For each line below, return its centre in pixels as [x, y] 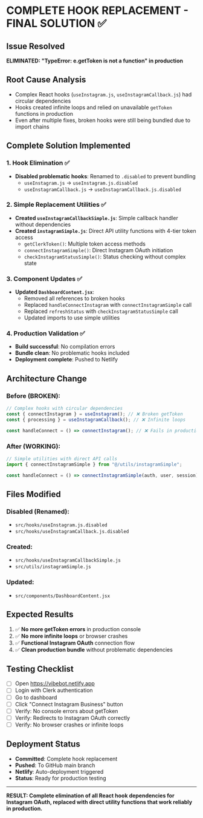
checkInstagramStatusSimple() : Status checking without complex [105, 256]
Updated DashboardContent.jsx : [55, 292]
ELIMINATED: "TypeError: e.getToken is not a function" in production [95, 61]
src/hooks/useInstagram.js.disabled [61, 525]
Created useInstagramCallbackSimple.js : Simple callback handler [96, 218]
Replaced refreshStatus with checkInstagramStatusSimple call [101, 311]
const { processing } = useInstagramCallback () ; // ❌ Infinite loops [96, 420]
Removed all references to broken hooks [74, 298]
